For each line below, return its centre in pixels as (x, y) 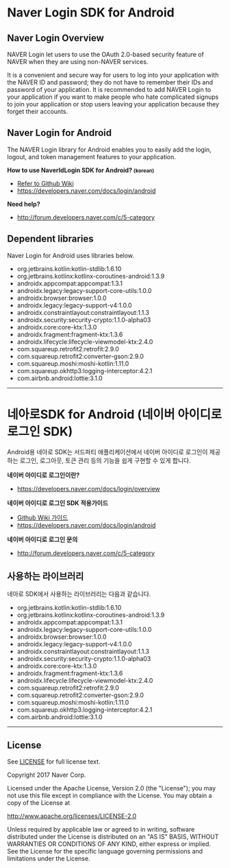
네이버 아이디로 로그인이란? (43, 475)
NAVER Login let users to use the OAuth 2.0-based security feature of (105, 54)
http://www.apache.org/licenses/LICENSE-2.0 (72, 816)
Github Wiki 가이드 (42, 517)
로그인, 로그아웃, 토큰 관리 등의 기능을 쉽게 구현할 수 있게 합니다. (105, 460)
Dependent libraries (50, 239)
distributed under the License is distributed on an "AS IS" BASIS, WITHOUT (113, 837)
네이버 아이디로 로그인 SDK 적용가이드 (57, 503)
